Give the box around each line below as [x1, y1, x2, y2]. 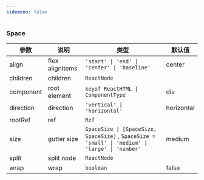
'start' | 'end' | [84, 58, 138, 64]
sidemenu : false [6, 9, 47, 15]
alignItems [47, 64, 78, 72]
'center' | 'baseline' [84, 64, 151, 71]
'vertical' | [84, 101, 123, 108]
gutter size [47, 134, 79, 143]
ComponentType [84, 91, 126, 98]
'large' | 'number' [84, 145, 141, 152]
